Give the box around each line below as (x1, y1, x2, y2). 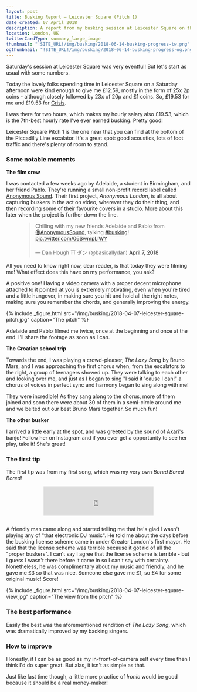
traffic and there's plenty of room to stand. (6, 140, 109, 147)
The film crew (6, 168, 40, 176)
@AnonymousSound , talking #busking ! (35, 229, 130, 236)
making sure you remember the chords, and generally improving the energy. (6, 299, 190, 306)
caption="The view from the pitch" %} (29, 593, 123, 600)
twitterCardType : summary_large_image (6, 36, 101, 42)
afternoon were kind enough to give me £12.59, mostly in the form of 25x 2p (6, 86, 190, 94)
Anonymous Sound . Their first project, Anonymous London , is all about (6, 193, 178, 200)
